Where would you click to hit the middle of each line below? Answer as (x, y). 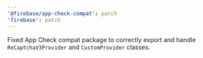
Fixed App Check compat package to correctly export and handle (101, 39)
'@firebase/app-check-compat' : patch (62, 13)
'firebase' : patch (34, 20)
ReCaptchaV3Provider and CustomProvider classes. (79, 47)
